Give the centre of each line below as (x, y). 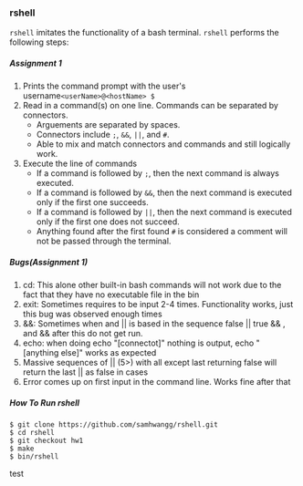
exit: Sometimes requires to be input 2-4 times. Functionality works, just (158, 305)
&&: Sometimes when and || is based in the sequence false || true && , (154, 324)
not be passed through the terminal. (104, 241)
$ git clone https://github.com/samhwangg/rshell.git (114, 425)
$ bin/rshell (34, 457)
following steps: (39, 42)
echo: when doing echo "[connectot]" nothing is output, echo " (141, 343)
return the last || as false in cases (85, 372)
